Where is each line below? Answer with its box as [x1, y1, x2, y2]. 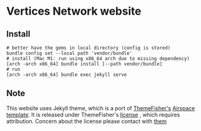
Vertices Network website [6, 4, 142, 18]
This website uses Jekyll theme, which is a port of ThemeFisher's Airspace [6, 104, 196, 111]
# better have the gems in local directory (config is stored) [6, 45, 171, 51]
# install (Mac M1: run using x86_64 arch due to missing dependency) [6, 56, 190, 62]
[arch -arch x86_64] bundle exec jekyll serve [6, 72, 127, 78]
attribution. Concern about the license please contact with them [6, 118, 167, 125]
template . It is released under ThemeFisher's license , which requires [6, 111, 180, 118]
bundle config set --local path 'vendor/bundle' [6, 50, 133, 56]
